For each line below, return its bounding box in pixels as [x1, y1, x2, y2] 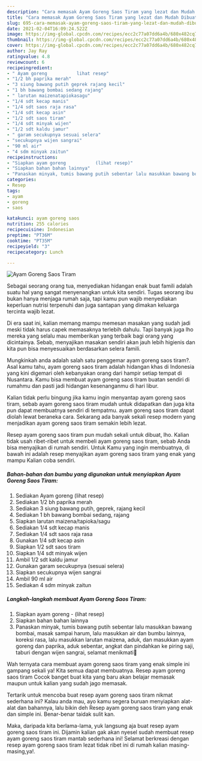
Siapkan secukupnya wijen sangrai [15, 569, 101, 576]
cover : [7, 43, 23, 49]
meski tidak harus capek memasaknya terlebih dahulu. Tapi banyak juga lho [7, 326, 194, 333]
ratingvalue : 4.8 [7, 54, 50, 60]
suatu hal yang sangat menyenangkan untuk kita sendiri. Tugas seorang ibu [7, 289, 194, 296]
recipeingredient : [7, 64, 53, 71]
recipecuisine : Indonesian [7, 227, 74, 233]
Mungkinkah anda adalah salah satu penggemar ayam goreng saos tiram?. [7, 357, 191, 364]
